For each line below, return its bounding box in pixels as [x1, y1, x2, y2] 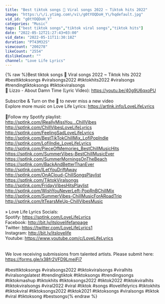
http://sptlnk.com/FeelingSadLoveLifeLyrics [5, 130, 94, 136]
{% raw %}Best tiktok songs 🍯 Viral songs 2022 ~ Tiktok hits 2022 [5, 72, 142, 77]
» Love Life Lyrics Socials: [5, 209, 59, 215]
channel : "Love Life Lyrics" [5, 58, 66, 63]
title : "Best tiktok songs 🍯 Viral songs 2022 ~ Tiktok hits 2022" [5, 7, 148, 12]
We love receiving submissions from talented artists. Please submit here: [5, 251, 154, 257]
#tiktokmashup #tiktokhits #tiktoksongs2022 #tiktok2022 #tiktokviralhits [5, 278, 154, 284]
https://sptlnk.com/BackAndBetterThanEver [5, 161, 94, 167]
